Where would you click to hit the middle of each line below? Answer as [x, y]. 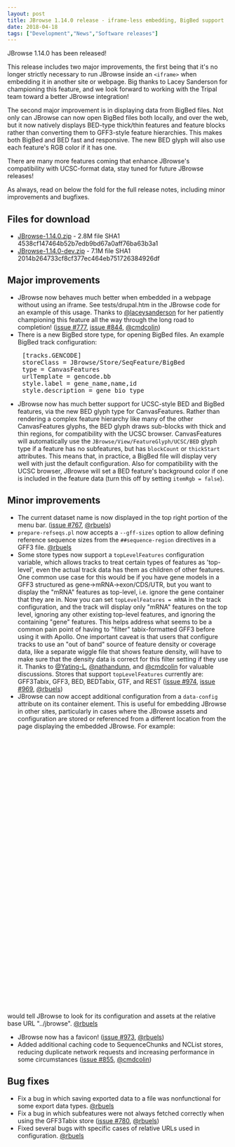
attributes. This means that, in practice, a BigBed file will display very [117, 456]
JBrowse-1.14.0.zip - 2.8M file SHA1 [69, 236]
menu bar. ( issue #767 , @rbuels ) [64, 525]
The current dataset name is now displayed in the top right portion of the [122, 517]
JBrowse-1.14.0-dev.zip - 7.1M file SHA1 [74, 251]
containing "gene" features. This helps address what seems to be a [115, 622]
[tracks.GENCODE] [52, 355]
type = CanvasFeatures [61, 369]
